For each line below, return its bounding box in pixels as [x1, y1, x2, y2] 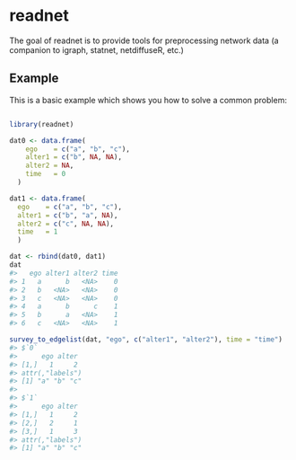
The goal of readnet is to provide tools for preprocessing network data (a [9, 35, 280, 46]
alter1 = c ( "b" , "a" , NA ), [17, 210, 118, 220]
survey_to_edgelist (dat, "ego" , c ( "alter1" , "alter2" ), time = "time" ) [9, 335, 283, 344]
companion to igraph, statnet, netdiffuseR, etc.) [9, 44, 184, 55]
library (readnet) [9, 119, 74, 128]
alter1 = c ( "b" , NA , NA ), [25, 153, 123, 162]
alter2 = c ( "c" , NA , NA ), [17, 219, 115, 228]
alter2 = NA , [25, 161, 74, 171]
